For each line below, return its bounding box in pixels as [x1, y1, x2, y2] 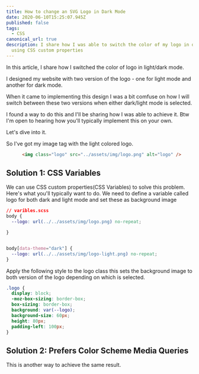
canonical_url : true [6, 36, 57, 42]
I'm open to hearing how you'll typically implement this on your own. [6, 117, 173, 124]
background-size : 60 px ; [11, 312, 70, 318]
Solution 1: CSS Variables [6, 168, 101, 178]
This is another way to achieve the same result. [6, 362, 121, 369]
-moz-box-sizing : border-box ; [11, 296, 86, 302]
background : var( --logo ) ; [11, 307, 76, 313]
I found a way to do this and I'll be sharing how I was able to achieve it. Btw [6, 110, 190, 118]
